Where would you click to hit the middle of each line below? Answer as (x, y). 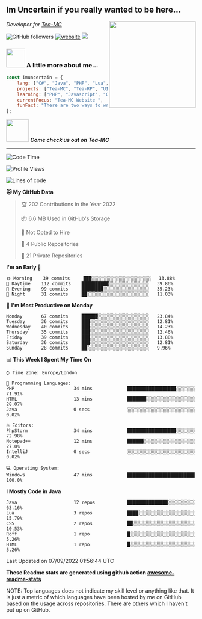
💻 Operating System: (33, 469)
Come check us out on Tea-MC (69, 140)
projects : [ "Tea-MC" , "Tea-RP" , (57, 89)
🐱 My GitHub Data (30, 192)
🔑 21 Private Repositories (52, 256)
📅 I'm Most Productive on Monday (50, 306)
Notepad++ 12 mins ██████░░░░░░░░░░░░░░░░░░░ (101, 442)
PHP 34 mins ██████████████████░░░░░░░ (101, 389)
